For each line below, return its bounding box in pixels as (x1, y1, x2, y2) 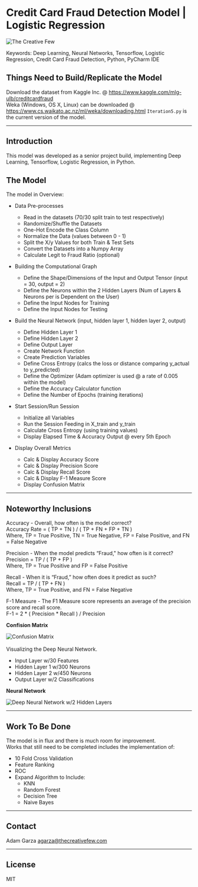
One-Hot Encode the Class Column (23, 226, 109, 233)
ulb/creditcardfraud (6, 94, 54, 102)
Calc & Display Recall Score (23, 468, 91, 475)
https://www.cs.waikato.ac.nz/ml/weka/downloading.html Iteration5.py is (6, 107, 187, 115)
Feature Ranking (14, 761, 55, 768)
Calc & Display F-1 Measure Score (23, 475, 106, 482)
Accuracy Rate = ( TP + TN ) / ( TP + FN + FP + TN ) (6, 526, 133, 533)
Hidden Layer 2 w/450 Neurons (14, 670, 91, 677)
